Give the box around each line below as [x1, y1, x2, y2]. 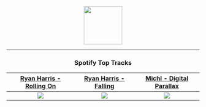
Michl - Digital [145, 74, 189, 83]
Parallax [154, 82, 179, 90]
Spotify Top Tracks [74, 58, 132, 67]
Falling [94, 82, 115, 90]
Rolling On [25, 82, 56, 90]
